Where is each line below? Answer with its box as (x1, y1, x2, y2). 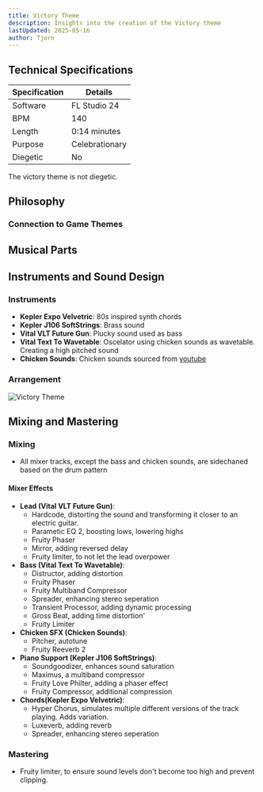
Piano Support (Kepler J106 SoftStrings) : (19, 652, 157, 663)
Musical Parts (8, 243, 78, 256)
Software (12, 100, 46, 111)
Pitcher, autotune (31, 636, 88, 645)
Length (12, 126, 39, 137)
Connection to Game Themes (8, 219, 124, 230)
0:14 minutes (71, 126, 121, 137)
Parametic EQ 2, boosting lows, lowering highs (31, 526, 184, 536)
